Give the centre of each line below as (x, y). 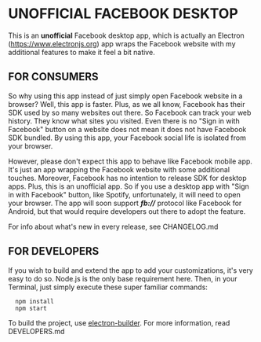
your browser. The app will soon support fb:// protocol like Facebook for (125, 203)
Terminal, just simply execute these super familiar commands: (108, 287)
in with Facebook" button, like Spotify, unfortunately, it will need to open (125, 194)
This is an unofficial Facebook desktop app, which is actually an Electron (126, 35)
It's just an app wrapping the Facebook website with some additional (119, 169)
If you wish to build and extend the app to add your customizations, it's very (130, 270)
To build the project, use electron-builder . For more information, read (119, 322)
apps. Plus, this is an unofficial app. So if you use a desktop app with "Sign (129, 186)
